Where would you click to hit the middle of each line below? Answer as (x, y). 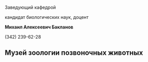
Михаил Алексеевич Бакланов (39, 27)
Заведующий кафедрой (30, 7)
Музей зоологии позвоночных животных (74, 53)
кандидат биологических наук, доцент (47, 17)
